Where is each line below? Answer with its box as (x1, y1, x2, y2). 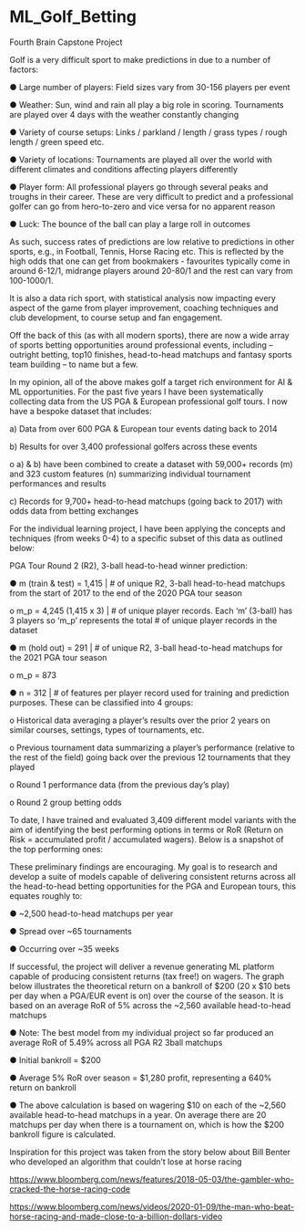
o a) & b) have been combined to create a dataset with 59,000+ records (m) (9, 458, 293, 469)
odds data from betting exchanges (9, 505, 139, 516)
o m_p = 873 (9, 669, 57, 681)
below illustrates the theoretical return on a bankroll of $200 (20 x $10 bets (9, 980, 291, 991)
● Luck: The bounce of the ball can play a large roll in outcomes (9, 218, 250, 229)
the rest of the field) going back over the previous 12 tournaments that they (9, 751, 291, 763)
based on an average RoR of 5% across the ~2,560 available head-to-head (9, 999, 291, 1010)
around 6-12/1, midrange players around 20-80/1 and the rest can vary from (9, 265, 293, 276)
